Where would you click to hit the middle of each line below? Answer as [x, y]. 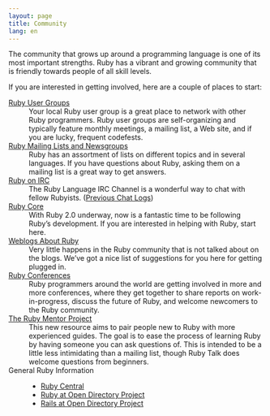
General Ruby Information [51, 370]
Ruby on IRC [29, 180]
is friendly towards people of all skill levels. [80, 71]
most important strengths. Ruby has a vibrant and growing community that [133, 63]
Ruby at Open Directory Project [92, 395]
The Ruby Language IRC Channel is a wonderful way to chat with [137, 189]
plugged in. [47, 267]
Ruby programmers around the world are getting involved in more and [145, 284]
